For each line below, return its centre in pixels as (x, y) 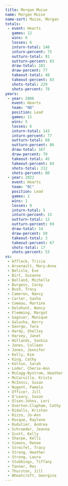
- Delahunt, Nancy (26, 308)
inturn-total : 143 (31, 131)
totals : (13, 24)
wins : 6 (20, 38)
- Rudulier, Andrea (28, 424)
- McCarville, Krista (30, 378)
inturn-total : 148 (31, 47)
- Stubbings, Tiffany (30, 461)
